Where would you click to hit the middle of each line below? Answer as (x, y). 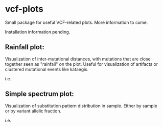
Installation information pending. (38, 32)
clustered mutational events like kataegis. (47, 69)
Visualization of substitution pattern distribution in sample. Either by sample (81, 106)
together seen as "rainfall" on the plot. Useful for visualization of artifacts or (81, 64)
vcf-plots (24, 9)
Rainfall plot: (25, 47)
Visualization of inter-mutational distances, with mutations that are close (78, 59)
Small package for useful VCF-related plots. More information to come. (77, 22)
